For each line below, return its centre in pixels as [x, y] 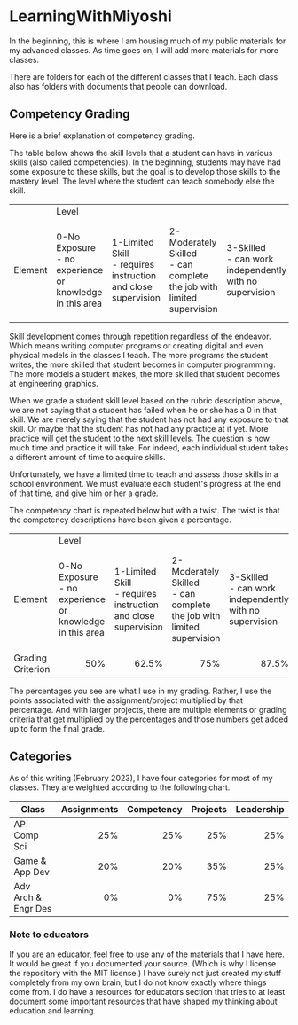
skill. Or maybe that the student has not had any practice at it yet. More [139, 428]
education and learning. [52, 1010]
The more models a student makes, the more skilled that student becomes [145, 373]
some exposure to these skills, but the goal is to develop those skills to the [145, 171]
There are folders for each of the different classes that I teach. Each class [144, 76]
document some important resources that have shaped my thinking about [143, 1001]
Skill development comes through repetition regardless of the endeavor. [140, 336]
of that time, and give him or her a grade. [84, 493]
